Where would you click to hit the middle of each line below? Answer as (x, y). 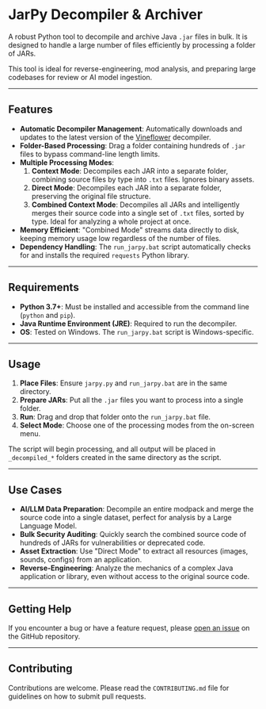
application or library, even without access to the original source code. (135, 577)
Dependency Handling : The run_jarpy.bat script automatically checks (135, 247)
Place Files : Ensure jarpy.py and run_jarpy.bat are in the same (123, 383)
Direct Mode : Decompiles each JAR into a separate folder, (126, 187)
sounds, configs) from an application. (81, 560)
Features (30, 110)
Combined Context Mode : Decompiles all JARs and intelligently (135, 205)
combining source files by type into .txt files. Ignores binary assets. (143, 179)
